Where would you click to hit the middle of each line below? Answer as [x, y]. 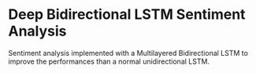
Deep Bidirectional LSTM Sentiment [127, 15]
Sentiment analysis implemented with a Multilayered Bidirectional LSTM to [128, 53]
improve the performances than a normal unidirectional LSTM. [109, 61]
